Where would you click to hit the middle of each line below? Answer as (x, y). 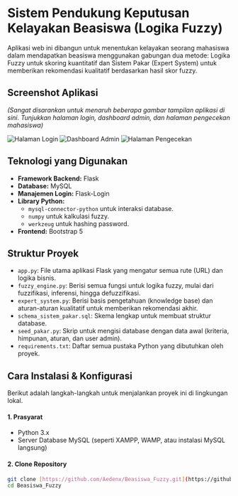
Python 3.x (33, 433)
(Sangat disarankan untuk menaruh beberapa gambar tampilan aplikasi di (116, 110)
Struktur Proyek (43, 253)
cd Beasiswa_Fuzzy (34, 486)
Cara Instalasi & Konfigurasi (70, 376)
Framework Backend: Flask (58, 178)
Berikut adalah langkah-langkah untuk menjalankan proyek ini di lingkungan (118, 393)
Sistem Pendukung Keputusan (98, 13)
